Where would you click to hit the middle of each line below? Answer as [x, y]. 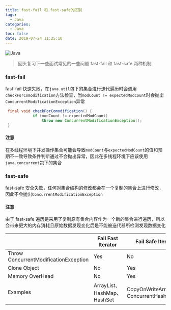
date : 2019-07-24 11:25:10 [34, 39]
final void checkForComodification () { [50, 111]
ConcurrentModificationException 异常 [45, 101]
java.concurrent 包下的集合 [34, 162]
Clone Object [23, 268]
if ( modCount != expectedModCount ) [70, 116]
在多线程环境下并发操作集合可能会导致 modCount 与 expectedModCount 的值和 [82, 150]
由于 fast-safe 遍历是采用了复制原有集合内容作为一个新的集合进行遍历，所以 [85, 219]
